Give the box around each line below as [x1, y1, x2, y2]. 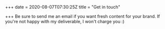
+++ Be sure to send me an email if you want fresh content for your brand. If [5, 14, 160, 19]
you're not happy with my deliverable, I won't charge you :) [5, 19, 125, 24]
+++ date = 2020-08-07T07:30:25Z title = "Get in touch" [5, 4, 121, 10]
